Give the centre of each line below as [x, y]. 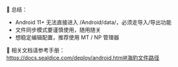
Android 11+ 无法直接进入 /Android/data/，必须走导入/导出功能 [93, 22]
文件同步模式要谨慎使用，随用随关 [58, 30]
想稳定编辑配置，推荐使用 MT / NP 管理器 [67, 37]
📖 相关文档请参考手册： [36, 50]
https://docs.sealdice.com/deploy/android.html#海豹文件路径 [83, 58]
